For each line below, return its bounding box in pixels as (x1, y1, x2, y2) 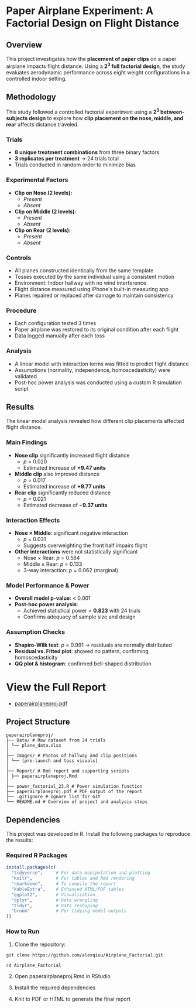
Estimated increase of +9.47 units (23, 464, 106, 471)
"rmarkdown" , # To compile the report (11, 881, 116, 887)
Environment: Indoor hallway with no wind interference (14, 279, 147, 286)
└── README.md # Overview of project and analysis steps (6, 799, 148, 805)
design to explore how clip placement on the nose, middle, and (28, 115, 184, 122)
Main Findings (6, 438, 47, 446)
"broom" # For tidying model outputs (11, 908, 127, 914)
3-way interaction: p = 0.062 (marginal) (23, 567, 119, 574)
